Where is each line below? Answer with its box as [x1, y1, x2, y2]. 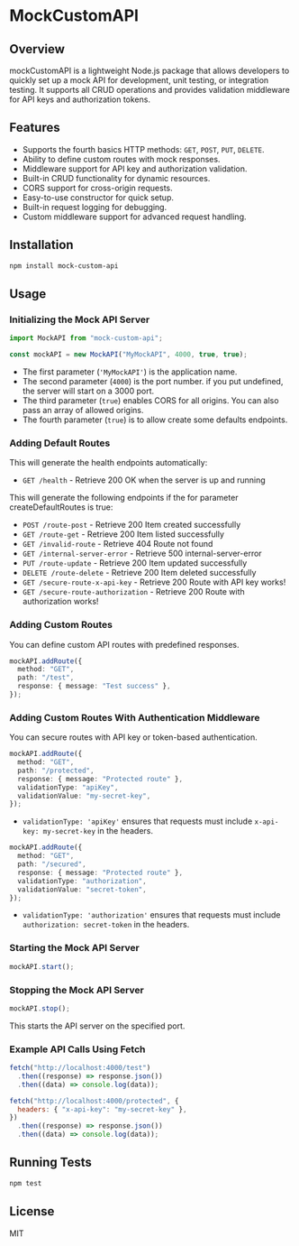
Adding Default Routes [9, 437, 111, 449]
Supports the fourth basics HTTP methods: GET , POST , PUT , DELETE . [22, 143, 265, 154]
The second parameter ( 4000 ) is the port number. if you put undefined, [22, 375, 284, 386]
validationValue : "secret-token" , [17, 885, 147, 894]
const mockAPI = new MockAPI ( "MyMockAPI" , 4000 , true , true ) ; [9, 350, 248, 359]
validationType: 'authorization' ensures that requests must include [22, 909, 281, 920]
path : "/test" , [17, 673, 75, 682]
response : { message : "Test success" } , [17, 682, 171, 691]
